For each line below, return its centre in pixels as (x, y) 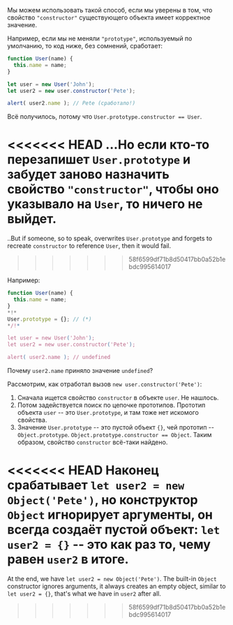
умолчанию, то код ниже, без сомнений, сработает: (85, 46)
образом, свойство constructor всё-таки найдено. (92, 442)
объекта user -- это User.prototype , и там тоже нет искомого (108, 413)
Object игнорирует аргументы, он (110, 515)
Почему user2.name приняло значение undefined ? (80, 371)
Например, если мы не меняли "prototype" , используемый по (100, 38)
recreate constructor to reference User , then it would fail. (89, 246)
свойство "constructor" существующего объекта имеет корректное (109, 17)
